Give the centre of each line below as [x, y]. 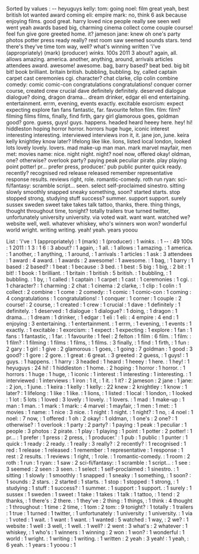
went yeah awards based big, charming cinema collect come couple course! [99, 27]
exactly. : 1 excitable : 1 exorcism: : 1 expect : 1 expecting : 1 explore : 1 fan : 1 [99, 330]
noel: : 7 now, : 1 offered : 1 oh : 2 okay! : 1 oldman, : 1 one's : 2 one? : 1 [92, 418]
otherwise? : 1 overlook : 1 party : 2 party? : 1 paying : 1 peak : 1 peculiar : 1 [97, 425]
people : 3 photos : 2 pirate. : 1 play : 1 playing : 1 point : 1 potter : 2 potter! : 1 [99, 431]
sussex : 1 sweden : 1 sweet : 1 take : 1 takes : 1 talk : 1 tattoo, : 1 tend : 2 [93, 494]
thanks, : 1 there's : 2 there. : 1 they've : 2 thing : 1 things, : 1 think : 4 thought [99, 500]
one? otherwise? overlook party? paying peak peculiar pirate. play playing [97, 160]
